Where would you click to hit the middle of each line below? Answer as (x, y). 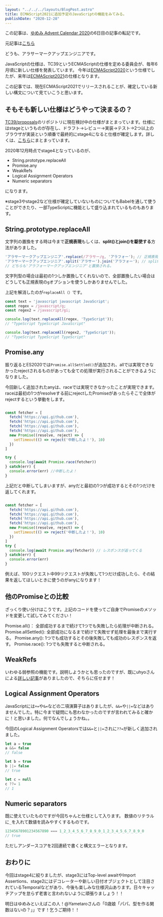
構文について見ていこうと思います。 (49, 92)
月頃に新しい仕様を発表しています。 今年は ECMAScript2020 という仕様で (78, 70)
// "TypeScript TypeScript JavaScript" (45, 324)
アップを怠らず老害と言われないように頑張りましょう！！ (66, 893)
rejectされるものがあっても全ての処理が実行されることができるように (87, 371)
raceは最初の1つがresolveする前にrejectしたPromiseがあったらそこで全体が (81, 393)
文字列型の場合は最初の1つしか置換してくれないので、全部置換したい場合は (80, 276)
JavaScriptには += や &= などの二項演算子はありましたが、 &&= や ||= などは (75, 706)
